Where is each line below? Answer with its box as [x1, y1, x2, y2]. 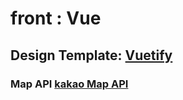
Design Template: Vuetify [10, 47, 173, 64]
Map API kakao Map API [10, 77, 129, 91]
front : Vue [10, 7, 102, 30]
